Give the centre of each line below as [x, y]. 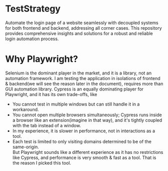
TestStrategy [33, 9]
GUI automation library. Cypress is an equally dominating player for [74, 89]
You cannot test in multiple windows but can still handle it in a [76, 104]
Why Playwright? [42, 59]
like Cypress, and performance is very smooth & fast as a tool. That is [84, 157]
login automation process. [32, 39]
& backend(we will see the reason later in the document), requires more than [84, 83]
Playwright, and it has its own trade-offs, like [51, 94]
